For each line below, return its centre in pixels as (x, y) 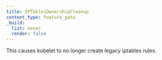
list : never (26, 28)
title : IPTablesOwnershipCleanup (47, 12)
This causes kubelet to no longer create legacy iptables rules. (82, 50)
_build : (16, 23)
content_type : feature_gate (41, 17)
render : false (29, 34)
